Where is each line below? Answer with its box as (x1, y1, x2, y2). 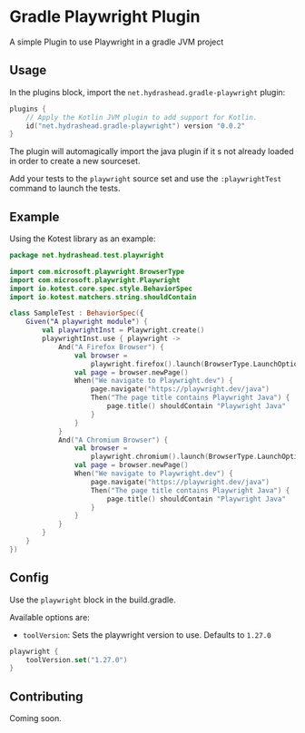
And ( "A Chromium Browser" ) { (57, 435, 169, 445)
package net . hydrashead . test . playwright (9, 251, 165, 260)
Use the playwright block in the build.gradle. (9, 594, 177, 605)
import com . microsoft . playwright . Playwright (9, 275, 181, 285)
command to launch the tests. (9, 183, 121, 194)
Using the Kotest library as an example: (9, 233, 156, 244)
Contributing (9, 689, 84, 704)
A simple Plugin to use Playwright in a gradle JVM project (9, 36, 224, 47)
